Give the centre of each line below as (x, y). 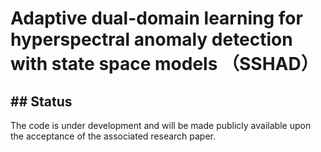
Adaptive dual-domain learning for (156, 18)
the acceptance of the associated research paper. (113, 136)
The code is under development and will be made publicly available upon (161, 125)
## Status (41, 101)
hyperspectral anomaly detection (151, 39)
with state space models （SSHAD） (164, 64)
